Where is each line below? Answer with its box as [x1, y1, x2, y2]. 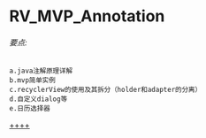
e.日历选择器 [9, 104, 50, 113]
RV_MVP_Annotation [9, 6, 165, 27]
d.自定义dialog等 [9, 95, 68, 103]
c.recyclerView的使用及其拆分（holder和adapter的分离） [9, 86, 202, 95]
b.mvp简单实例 [9, 76, 56, 85]
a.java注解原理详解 [9, 66, 73, 76]
